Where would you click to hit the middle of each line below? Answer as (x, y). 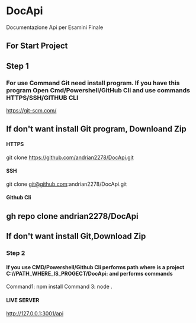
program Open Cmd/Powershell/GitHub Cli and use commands (98, 90)
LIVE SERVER (23, 300)
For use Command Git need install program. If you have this (93, 83)
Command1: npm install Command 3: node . (59, 287)
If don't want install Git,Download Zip (76, 236)
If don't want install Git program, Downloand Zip (96, 129)
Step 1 (18, 66)
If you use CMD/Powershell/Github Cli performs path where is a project (95, 267)
